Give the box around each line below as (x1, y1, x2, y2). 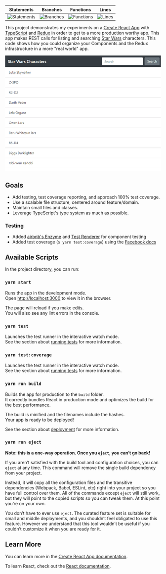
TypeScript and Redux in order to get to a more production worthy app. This (5, 30, 160, 36)
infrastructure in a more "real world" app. (5, 46, 89, 52)
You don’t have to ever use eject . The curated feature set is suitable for (5, 510, 151, 516)
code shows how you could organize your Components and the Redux (5, 41, 148, 47)
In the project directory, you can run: (5, 266, 80, 272)
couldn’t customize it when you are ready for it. (5, 526, 101, 532)
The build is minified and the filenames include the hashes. (5, 411, 125, 417)
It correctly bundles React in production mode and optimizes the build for (5, 396, 154, 402)
